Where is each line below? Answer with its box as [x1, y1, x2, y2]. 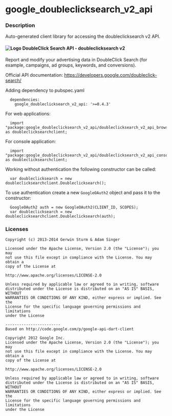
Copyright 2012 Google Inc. [5, 335, 66, 340]
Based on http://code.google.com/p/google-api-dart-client [5, 326, 134, 332]
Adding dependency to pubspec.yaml [5, 87, 84, 93]
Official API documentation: [5, 72, 63, 78]
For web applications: [5, 110, 51, 117]
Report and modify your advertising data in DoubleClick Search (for [5, 56, 147, 62]
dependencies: [10, 97, 40, 102]
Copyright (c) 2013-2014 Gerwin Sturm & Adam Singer [5, 237, 120, 242]
